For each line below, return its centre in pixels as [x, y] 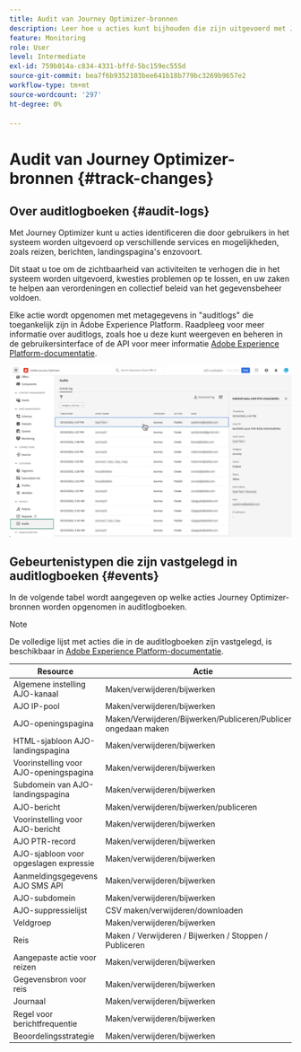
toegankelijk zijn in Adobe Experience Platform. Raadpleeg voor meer [137, 325]
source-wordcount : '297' [56, 94]
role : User [30, 48]
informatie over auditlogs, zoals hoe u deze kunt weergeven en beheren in [146, 334]
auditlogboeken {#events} [84, 576]
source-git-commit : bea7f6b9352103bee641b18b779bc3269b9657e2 [128, 76]
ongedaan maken [138, 728]
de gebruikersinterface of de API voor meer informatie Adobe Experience [144, 344]
